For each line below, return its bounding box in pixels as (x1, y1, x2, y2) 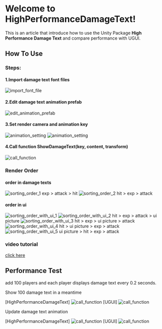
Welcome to (5, 3, 55, 14)
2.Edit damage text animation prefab (5, 99, 82, 105)
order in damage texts (5, 179, 52, 185)
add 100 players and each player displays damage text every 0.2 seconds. (5, 279, 157, 285)
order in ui (5, 202, 27, 208)
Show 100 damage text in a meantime (5, 289, 82, 295)
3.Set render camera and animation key (5, 121, 88, 127)
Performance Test (5, 267, 62, 275)
